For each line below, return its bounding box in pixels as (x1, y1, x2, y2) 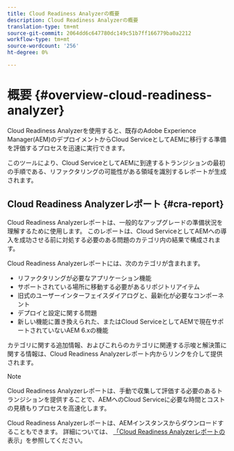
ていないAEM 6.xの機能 (41, 326, 109, 334)
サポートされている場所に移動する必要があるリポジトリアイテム (17, 283, 200, 291)
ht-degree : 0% (7, 49, 49, 56)
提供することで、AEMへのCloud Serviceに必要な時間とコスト (49, 395, 226, 404)
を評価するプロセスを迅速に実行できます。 (7, 143, 129, 152)
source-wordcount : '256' (7, 42, 79, 49)
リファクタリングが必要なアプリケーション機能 (17, 274, 152, 282)
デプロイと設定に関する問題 (17, 308, 97, 317)
